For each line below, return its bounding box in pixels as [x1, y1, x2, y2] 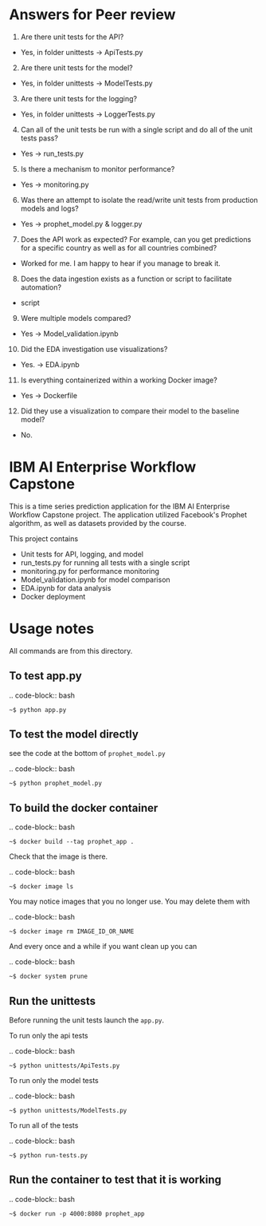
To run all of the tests [9, 1121, 79, 1130]
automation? [20, 282, 62, 292]
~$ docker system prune [9, 972, 88, 981]
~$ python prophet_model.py [9, 780, 103, 788]
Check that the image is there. [9, 852, 108, 861]
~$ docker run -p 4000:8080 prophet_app [9, 1209, 146, 1218]
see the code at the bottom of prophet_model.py [9, 749, 166, 758]
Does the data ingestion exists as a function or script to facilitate [20, 274, 233, 283]
